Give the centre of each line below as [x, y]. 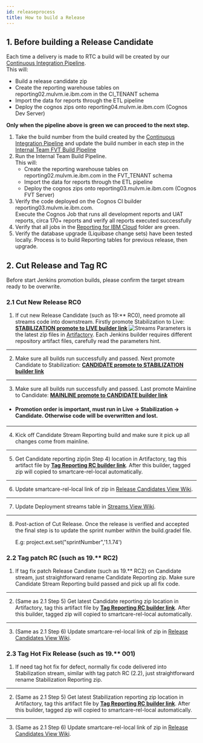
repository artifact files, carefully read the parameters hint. [88, 341]
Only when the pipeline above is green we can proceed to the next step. [98, 125]
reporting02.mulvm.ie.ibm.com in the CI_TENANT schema [87, 94]
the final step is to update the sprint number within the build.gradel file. [103, 530]
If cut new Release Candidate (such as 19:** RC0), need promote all [100, 315]
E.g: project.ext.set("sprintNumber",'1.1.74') [68, 542]
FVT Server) [39, 195]
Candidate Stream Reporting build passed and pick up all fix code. [97, 584]
